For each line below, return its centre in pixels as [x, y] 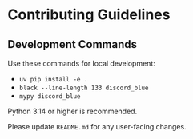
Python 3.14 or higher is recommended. [72, 111]
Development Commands [72, 44]
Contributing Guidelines [89, 15]
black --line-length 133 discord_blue [84, 88]
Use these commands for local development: [81, 63]
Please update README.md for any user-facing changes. [97, 127]
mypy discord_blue [50, 97]
